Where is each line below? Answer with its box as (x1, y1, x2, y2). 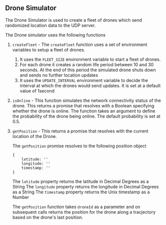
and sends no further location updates (19, 72, 98, 78)
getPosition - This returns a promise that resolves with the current (12, 128, 149, 134)
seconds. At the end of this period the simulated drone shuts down (19, 67, 156, 73)
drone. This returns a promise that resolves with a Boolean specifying (12, 102, 155, 108)
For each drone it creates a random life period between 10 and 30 (19, 61, 154, 67)
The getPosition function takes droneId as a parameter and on (12, 204, 140, 210)
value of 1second (19, 88, 55, 93)
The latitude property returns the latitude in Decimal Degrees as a (12, 178, 149, 184)
